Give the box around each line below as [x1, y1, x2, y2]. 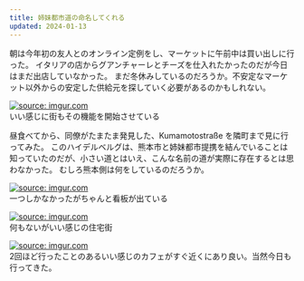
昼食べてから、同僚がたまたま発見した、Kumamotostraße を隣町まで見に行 [9, 130, 290, 140]
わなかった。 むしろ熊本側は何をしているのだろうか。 [9, 164, 210, 175]
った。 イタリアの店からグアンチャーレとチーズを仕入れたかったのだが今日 [9, 59, 288, 70]
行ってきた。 [9, 262, 57, 273]
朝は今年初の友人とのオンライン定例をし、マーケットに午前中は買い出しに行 [9, 47, 295, 59]
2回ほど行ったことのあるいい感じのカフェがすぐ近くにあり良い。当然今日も [9, 250, 292, 261]
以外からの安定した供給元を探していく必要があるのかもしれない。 [24, 82, 271, 92]
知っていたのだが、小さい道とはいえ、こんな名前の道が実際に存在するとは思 [9, 152, 295, 163]
